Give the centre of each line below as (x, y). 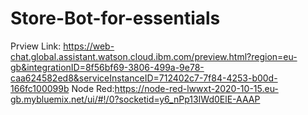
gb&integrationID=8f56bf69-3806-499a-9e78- (107, 67)
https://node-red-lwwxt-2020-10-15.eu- (196, 88)
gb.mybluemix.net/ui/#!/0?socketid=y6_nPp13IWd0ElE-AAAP (135, 99)
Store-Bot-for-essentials (115, 18)
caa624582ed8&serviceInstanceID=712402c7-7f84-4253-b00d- (144, 78)
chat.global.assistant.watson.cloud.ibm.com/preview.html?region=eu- (154, 56)
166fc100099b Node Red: (62, 88)
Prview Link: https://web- (62, 46)
